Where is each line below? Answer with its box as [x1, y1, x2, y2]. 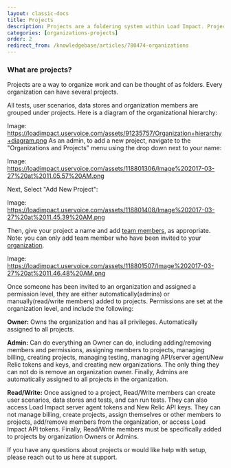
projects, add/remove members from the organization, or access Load [7, 418, 206, 426]
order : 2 [7, 36, 32, 43]
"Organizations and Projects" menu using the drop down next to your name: [7, 144, 222, 152]
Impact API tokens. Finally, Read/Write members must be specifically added [7, 425, 222, 434]
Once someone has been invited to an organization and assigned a [7, 283, 197, 291]
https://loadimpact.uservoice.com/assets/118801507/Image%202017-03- [7, 262, 214, 270]
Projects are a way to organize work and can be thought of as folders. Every [7, 81, 223, 89]
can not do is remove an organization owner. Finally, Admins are [7, 368, 188, 376]
